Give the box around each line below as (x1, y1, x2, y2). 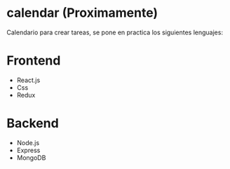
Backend (6, 116, 59, 131)
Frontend (6, 53, 61, 69)
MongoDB (16, 153, 46, 162)
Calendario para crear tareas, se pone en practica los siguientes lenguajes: (6, 28, 224, 36)
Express (16, 146, 41, 154)
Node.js (16, 138, 40, 147)
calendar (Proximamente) (6, 5, 158, 21)
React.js (16, 76, 41, 84)
